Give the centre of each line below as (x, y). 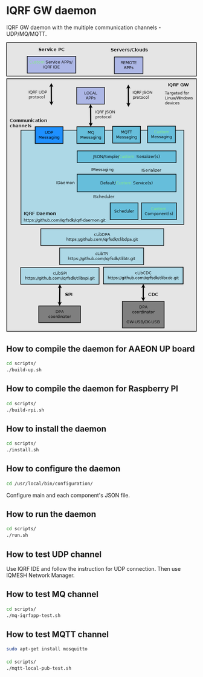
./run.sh (17, 535)
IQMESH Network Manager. (40, 575)
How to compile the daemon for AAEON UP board (101, 349)
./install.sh (23, 450)
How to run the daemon (51, 514)
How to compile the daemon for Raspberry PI (92, 389)
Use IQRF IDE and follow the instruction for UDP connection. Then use (94, 569)
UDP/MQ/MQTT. (27, 33)
